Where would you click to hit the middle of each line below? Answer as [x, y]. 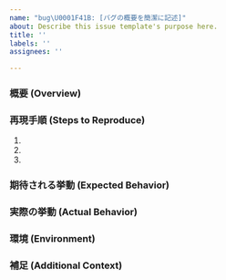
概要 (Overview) [46, 94]
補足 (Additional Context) [66, 265]
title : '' [28, 35]
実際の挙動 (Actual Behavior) [74, 213]
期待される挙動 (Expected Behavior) [90, 185]
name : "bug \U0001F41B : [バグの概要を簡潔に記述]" [98, 18]
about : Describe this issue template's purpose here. [114, 26]
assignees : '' [36, 52]
